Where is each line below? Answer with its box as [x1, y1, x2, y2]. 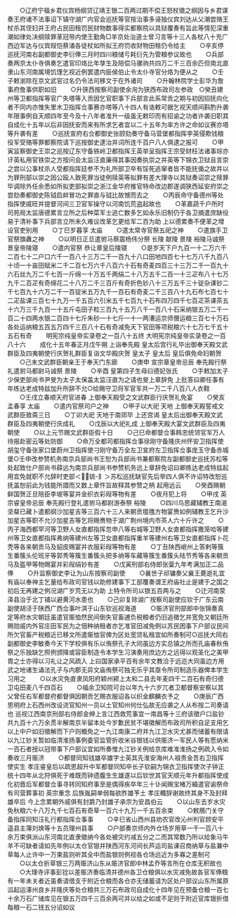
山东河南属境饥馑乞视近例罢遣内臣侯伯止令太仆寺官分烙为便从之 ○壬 [13, 68, 224, 76]
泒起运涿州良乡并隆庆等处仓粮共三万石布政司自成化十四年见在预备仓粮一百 [7, 886, 223, 893]
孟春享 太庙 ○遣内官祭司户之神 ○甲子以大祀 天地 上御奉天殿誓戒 [7, 402, 218, 410]
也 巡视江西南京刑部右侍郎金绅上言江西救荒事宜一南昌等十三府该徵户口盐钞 [7, 710, 225, 718]
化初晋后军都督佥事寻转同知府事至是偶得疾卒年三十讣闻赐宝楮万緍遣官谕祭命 [7, 780, 229, 788]
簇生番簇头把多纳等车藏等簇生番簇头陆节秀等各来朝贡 [74, 552, 229, 559]
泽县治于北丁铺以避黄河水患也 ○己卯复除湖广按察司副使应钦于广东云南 [7, 595, 224, 604]
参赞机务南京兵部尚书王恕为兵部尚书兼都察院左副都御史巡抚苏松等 [37, 454, 228, 463]
